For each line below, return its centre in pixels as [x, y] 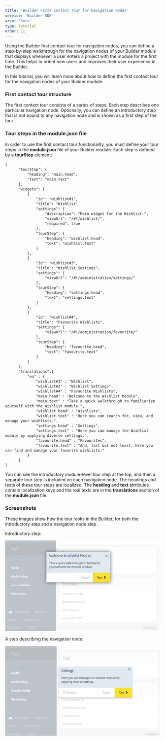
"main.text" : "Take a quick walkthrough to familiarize [96, 401]
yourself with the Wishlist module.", [45, 406]
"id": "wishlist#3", [57, 263]
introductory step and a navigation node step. [51, 524]
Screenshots [21, 508]
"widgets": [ [32, 189]
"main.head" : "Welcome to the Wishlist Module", [88, 396]
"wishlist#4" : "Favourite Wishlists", [77, 391]
